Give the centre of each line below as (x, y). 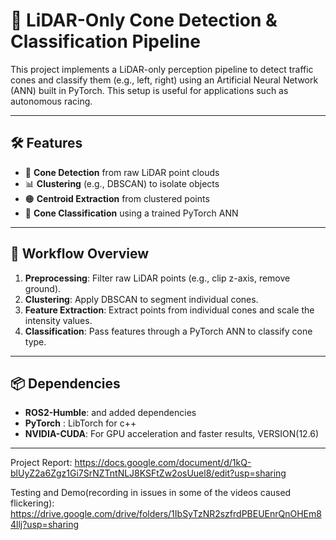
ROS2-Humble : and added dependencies (110, 413)
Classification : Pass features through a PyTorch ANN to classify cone (168, 331)
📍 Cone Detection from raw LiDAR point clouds (122, 172)
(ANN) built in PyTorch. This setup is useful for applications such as (149, 90)
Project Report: (41, 463)
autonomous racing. (51, 101)
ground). (43, 288)
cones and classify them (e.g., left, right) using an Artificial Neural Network (164, 80)
